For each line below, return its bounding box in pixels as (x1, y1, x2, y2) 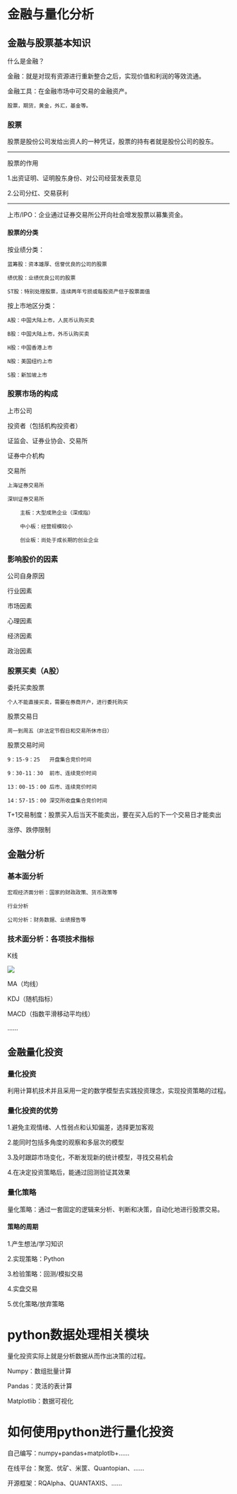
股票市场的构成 (7, 389, 59, 399)
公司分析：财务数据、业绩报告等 (7, 916, 87, 924)
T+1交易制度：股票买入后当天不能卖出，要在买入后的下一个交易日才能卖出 (7, 810, 221, 819)
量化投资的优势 (7, 1105, 59, 1115)
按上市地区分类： (7, 301, 57, 309)
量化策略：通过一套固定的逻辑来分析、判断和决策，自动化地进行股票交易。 (7, 1205, 224, 1214)
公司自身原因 (7, 571, 44, 580)
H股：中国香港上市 (7, 344, 53, 351)
